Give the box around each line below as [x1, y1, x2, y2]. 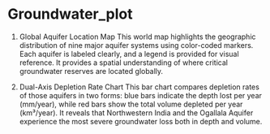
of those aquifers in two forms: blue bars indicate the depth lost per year [19, 90, 263, 100]
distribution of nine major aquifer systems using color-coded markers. [19, 40, 254, 50]
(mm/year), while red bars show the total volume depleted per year [19, 99, 243, 109]
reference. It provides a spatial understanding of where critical [19, 58, 229, 67]
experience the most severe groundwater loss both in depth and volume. [19, 116, 263, 126]
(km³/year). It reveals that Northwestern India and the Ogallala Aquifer [19, 107, 254, 118]
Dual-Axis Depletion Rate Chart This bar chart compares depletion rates [19, 82, 260, 92]
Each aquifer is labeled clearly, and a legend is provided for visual [19, 49, 240, 58]
